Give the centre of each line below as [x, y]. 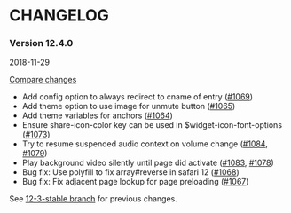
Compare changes [43, 80]
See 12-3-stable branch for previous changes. [93, 199]
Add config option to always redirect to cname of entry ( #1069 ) [138, 97]
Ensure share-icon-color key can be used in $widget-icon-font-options [152, 125]
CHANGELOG [59, 16]
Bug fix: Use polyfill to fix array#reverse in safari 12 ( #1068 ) [130, 172]
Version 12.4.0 [41, 43]
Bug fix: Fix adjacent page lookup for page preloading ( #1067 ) [135, 182]
